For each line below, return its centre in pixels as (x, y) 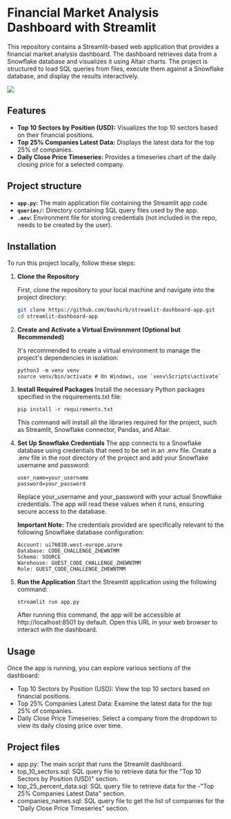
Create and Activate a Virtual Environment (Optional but (99, 330)
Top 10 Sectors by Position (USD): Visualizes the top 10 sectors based (118, 127)
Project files (33, 747)
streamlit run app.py (48, 602)
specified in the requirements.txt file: (69, 397)
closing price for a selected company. (71, 164)
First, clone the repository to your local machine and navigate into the (116, 290)
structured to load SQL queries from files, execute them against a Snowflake (115, 69)
